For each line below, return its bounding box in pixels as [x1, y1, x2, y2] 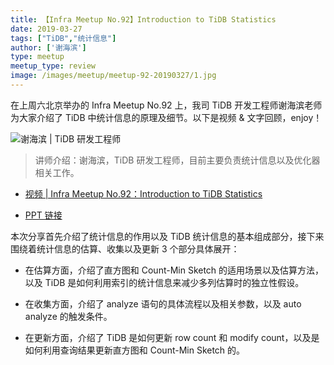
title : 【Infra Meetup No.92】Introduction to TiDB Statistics [10, 14, 277, 25]
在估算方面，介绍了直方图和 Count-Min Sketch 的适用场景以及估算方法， [24, 264, 325, 276]
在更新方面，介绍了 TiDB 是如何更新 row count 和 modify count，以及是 [24, 331, 320, 343]
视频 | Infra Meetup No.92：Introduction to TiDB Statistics [24, 187, 263, 200]
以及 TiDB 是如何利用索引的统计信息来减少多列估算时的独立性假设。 [24, 276, 305, 288]
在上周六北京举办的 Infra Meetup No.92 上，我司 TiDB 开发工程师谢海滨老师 [10, 99, 323, 111]
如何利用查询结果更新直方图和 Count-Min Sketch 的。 [24, 344, 246, 356]
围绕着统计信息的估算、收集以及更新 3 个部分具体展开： [10, 242, 240, 255]
